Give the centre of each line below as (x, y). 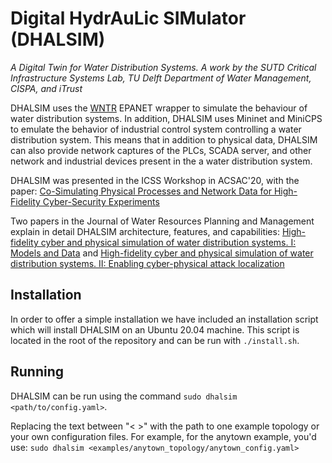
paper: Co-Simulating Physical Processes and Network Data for (141, 191)
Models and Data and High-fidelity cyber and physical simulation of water (162, 253)
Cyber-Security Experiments (101, 201)
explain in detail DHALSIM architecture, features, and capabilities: (145, 231)
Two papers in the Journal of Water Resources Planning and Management (162, 221)
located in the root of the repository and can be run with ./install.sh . (155, 340)
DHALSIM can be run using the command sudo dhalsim (124, 396)
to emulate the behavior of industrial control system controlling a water (156, 129)
